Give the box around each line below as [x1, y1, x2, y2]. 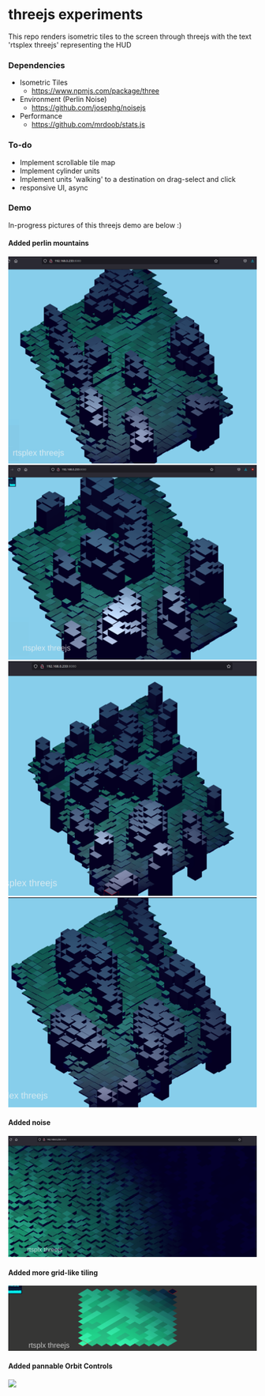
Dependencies [8, 59, 65, 70]
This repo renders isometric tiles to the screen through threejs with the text [8, 32, 252, 41]
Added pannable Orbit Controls [8, 1361, 113, 1371]
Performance [19, 111, 63, 121]
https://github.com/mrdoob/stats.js [31, 120, 146, 130]
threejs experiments [8, 6, 144, 24]
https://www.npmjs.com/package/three [31, 86, 160, 96]
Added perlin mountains [8, 239, 89, 248]
